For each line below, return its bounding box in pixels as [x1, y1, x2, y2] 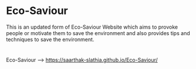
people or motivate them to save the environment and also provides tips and [6, 29, 190, 36]
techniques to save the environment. [6, 36, 94, 43]
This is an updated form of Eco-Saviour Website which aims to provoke [6, 23, 178, 30]
